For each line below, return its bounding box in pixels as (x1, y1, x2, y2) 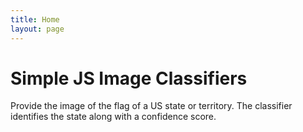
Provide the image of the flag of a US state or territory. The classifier (10, 100, 293, 112)
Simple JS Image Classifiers (10, 67, 248, 90)
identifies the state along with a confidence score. (10, 111, 217, 123)
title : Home (10, 14, 60, 25)
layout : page (10, 24, 65, 34)
